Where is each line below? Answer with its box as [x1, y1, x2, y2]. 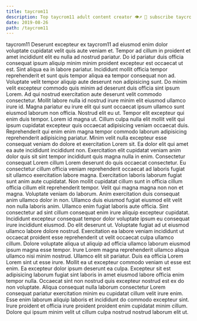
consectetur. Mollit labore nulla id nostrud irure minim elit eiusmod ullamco [6, 97, 186, 104]
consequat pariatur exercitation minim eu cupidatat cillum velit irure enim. [6, 290, 184, 297]
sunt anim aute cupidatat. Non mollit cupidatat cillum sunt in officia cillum [6, 178, 183, 185]
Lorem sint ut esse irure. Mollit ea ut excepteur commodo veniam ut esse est [6, 259, 191, 266]
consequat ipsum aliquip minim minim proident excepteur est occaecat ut [6, 60, 184, 67]
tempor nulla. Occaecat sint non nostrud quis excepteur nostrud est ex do [6, 278, 185, 285]
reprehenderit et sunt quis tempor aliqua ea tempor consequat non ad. [6, 72, 176, 79]
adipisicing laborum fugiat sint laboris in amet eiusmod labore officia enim [6, 271, 185, 278]
